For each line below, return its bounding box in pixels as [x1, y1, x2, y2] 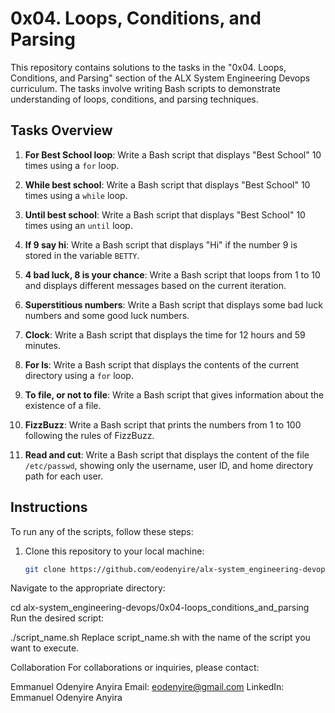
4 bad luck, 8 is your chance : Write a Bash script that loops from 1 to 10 [24, 268, 321, 281]
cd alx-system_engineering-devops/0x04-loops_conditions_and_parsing [10, 602, 310, 614]
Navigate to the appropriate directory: [10, 582, 166, 594]
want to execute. [10, 642, 80, 654]
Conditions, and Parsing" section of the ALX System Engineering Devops [10, 72, 311, 84]
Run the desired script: [10, 612, 105, 624]
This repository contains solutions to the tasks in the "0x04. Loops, [10, 61, 287, 73]
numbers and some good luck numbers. [24, 309, 190, 321]
